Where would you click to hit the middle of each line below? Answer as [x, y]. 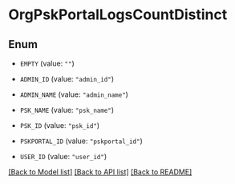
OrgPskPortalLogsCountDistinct [118, 15]
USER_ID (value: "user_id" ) [63, 156]
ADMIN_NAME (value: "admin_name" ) [74, 94]
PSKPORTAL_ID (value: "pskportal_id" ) [81, 141]
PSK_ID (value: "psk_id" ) [60, 125]
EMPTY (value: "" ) [47, 63]
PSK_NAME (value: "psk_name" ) [67, 110]
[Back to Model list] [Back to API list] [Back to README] [100, 172]
